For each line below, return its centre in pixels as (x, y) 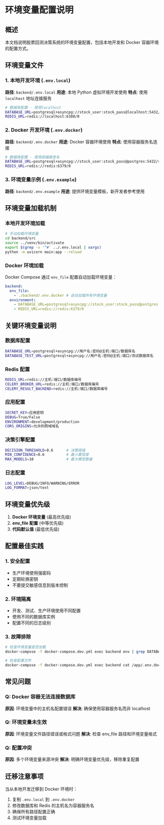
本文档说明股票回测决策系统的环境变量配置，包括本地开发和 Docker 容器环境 (82, 42)
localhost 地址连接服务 (29, 98)
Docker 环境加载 (24, 265)
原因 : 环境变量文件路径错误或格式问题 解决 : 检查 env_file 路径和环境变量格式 (81, 734)
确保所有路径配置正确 (33, 811)
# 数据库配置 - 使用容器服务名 (32, 157)
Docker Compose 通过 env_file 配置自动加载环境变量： (61, 277)
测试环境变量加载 (29, 818)
